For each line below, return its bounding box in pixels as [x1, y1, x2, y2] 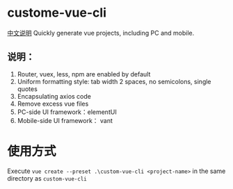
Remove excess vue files [17, 99, 89, 108]
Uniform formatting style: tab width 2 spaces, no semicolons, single [17, 77, 211, 85]
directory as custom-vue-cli [7, 174, 87, 182]
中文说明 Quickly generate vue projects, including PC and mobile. [7, 28, 195, 37]
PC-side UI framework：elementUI [17, 108, 117, 116]
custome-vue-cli [7, 5, 106, 21]
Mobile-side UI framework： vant [17, 116, 113, 124]
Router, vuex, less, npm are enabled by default [17, 69, 151, 78]
